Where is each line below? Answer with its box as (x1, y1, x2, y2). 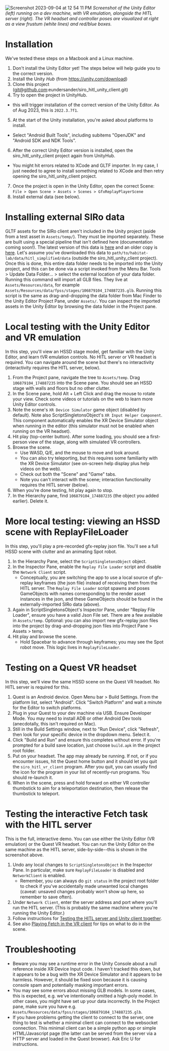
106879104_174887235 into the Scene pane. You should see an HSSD (12, 380, 152, 386)
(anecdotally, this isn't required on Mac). (12, 720, 97, 726)
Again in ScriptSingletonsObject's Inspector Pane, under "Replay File (12, 607, 155, 613)
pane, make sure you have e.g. (12, 1003, 76, 1010)
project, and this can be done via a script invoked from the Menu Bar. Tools (5, 265, 161, 271)
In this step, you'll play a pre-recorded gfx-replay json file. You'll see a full (5, 543, 158, 549)
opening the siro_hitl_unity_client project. (12, 173, 97, 179)
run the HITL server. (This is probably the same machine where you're (12, 904, 158, 910)
